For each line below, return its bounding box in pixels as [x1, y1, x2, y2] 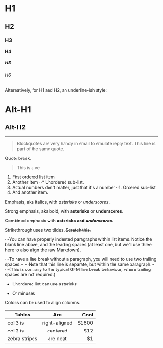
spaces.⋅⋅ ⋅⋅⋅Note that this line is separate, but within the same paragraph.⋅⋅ [5, 261, 155, 267]
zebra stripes [7, 335, 38, 342]
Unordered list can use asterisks [12, 281, 77, 286]
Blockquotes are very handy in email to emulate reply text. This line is [16, 141, 156, 146]
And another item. [12, 190, 49, 195]
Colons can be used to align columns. [5, 300, 81, 305]
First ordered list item [12, 174, 55, 180]
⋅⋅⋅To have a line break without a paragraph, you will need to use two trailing [5, 256, 157, 262]
